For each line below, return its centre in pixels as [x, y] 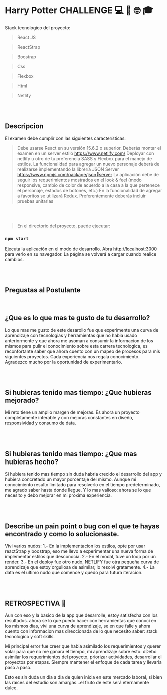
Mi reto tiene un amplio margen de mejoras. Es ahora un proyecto [72, 412]
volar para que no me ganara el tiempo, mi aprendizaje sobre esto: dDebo [81, 651]
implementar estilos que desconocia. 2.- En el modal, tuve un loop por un [81, 557]
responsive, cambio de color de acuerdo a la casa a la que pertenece [88, 185]
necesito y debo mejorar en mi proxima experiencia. [59, 495]
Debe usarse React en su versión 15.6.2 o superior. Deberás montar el [89, 148]
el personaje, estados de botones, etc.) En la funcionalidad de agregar [89, 190]
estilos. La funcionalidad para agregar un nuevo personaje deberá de [88, 164]
